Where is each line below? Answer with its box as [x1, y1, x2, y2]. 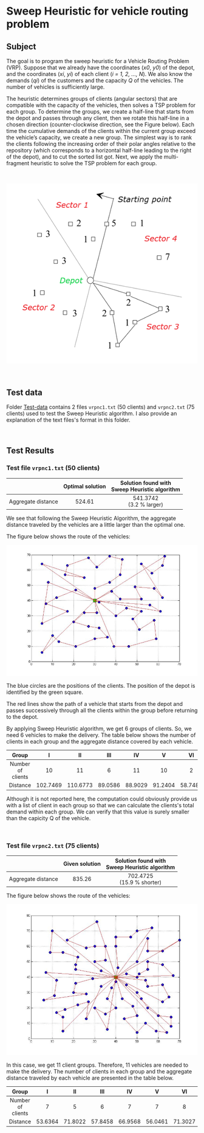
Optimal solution [63, 482, 106, 490]
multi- [163, 153, 179, 160]
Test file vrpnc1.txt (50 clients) [6, 464, 100, 472]
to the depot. [6, 713, 39, 721]
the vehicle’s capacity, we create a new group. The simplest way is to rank [6, 134, 192, 141]
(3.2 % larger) [127, 501, 164, 508]
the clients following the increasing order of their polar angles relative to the [6, 140, 196, 147]
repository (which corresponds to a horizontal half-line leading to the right [6, 147, 192, 154]
